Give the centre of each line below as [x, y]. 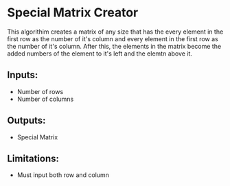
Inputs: [23, 75]
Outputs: [26, 120]
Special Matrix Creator [73, 13]
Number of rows [40, 91]
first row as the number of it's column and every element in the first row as [113, 38]
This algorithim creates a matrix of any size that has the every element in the [115, 32]
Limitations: [33, 158]
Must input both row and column [63, 175]
